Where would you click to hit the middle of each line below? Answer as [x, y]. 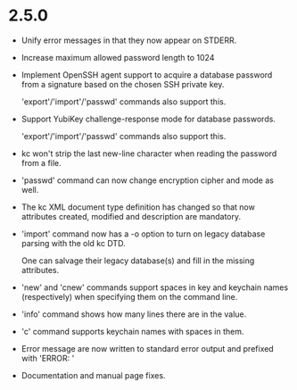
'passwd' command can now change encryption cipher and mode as [147, 180]
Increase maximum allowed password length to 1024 [118, 57]
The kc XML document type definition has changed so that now [138, 207]
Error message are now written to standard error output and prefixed [147, 348]
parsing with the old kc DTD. [73, 243]
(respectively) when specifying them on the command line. [129, 296]
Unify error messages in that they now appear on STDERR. [129, 40]
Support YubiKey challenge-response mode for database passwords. [148, 119]
